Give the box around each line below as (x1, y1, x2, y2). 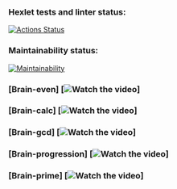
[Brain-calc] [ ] (8, 105, 138, 116)
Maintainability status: (8, 45, 99, 57)
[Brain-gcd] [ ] (8, 127, 137, 138)
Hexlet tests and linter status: (8, 6, 126, 18)
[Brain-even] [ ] (8, 83, 141, 94)
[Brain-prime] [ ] (8, 170, 144, 182)
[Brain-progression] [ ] (8, 149, 169, 160)
